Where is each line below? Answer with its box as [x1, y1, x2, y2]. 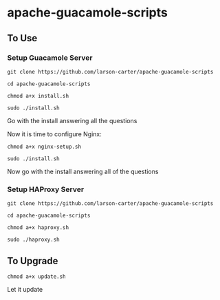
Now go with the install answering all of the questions [7, 167, 159, 175]
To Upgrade [7, 255, 58, 266]
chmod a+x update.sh [7, 273, 67, 280]
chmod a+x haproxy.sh [7, 224, 69, 231]
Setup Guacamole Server [7, 53, 93, 63]
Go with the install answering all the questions [7, 116, 137, 125]
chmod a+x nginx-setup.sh [7, 143, 81, 150]
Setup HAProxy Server [7, 184, 85, 194]
